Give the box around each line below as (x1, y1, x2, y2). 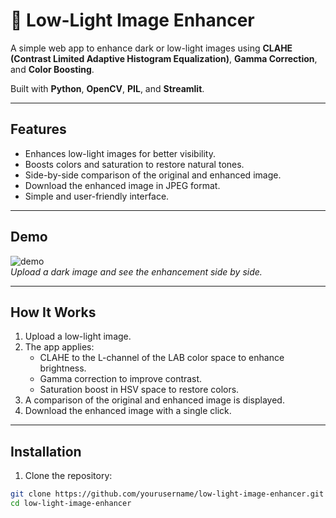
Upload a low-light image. (24, 330, 132, 343)
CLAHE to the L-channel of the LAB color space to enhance (39, 352, 285, 364)
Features (10, 121, 67, 138)
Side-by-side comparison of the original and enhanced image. (24, 169, 282, 181)
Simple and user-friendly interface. (24, 190, 170, 202)
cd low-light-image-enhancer (10, 499, 132, 509)
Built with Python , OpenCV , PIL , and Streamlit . (10, 82, 205, 94)
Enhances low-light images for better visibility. (24, 147, 216, 159)
